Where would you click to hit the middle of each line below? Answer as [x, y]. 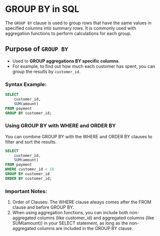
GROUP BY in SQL [42, 9]
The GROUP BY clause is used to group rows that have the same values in [79, 23]
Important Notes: [26, 191]
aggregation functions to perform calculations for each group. [68, 33]
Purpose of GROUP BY [37, 49]
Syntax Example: [26, 84]
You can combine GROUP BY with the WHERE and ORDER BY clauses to [79, 136]
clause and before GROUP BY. [43, 207]
